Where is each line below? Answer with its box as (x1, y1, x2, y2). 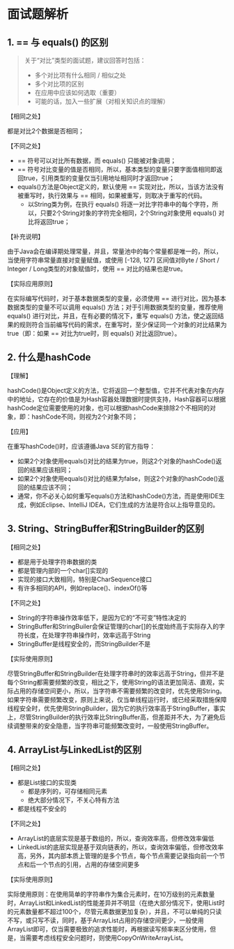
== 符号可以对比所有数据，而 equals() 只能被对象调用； (17, 156, 177, 165)
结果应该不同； (29, 483, 73, 491)
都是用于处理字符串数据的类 (17, 558, 97, 566)
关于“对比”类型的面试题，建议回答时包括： (24, 57, 146, 64)
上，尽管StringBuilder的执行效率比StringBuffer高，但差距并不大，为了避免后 (7, 712, 226, 721)
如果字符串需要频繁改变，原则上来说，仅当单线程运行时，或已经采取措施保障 (7, 695, 227, 703)
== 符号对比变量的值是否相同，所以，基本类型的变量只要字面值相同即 (17, 165, 217, 173)
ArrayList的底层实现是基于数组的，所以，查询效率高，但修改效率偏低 (17, 835, 214, 843)
